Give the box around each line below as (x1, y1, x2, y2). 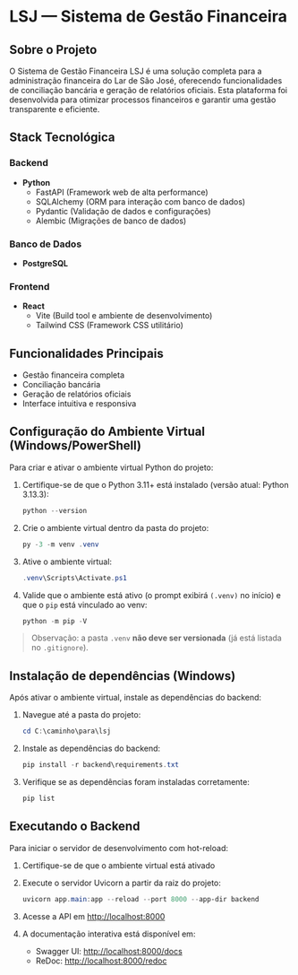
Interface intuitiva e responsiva (21, 398, 137, 409)
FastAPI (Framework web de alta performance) (35, 187, 209, 197)
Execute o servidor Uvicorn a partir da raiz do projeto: (21, 877, 222, 888)
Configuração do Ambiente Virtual (9, 424, 206, 440)
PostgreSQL (21, 257, 69, 268)
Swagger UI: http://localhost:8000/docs (35, 945, 183, 956)
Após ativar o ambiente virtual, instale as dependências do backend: (9, 692, 262, 703)
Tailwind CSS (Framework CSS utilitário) (35, 320, 183, 331)
